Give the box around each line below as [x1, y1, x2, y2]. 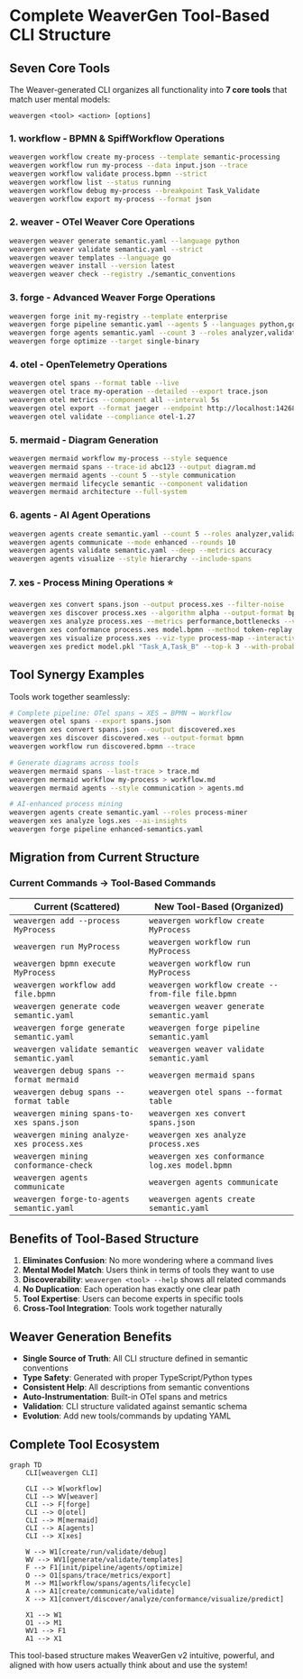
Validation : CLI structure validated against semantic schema [22, 1401, 248, 1412]
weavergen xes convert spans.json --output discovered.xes [9, 725, 236, 735]
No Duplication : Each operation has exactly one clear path [22, 1284, 241, 1295]
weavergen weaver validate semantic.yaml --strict [9, 244, 204, 253]
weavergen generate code [14, 1001, 121, 1011]
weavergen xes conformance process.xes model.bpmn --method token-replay [9, 626, 293, 635]
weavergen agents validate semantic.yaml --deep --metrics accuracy [9, 546, 272, 555]
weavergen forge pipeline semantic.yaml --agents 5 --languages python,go [9, 320, 297, 329]
